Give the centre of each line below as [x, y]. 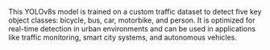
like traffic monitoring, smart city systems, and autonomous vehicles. [123, 37]
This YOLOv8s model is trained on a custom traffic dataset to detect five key [135, 12]
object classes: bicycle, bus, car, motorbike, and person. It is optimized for [132, 20]
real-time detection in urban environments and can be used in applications [132, 29]
